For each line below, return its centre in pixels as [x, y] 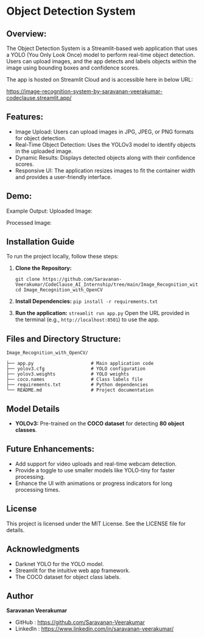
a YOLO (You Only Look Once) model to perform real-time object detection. [101, 55]
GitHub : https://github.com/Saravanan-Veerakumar [80, 622]
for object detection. [41, 138]
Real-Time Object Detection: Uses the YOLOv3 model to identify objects [105, 144]
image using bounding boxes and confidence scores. [73, 68]
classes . [26, 430]
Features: [25, 117]
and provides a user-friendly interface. [64, 177]
